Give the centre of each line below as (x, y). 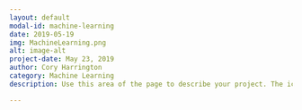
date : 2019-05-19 (42, 34)
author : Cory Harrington (56, 68)
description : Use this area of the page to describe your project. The (146, 84)
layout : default (40, 17)
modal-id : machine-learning (62, 26)
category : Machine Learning (62, 76)
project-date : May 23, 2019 (62, 59)
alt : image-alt (38, 51)
